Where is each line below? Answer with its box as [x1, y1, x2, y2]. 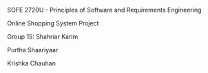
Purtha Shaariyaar [7, 46, 59, 54]
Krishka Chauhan [7, 59, 56, 67]
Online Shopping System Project [7, 19, 99, 27]
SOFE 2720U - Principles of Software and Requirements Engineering [7, 6, 202, 14]
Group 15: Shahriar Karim [7, 32, 79, 41]
